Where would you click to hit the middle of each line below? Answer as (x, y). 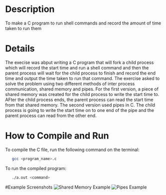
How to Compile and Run (57, 136)
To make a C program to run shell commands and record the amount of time (83, 23)
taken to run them (23, 28)
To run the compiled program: (36, 168)
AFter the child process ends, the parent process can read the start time (79, 99)
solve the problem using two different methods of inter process (70, 83)
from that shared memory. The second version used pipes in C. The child (80, 105)
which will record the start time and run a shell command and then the (77, 67)
